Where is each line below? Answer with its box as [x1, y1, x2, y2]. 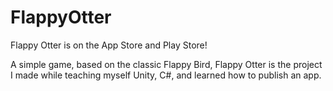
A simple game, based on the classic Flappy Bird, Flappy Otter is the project [10, 58, 323, 70]
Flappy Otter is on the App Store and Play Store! [10, 39, 208, 51]
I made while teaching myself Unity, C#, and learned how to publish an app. [10, 69, 322, 81]
